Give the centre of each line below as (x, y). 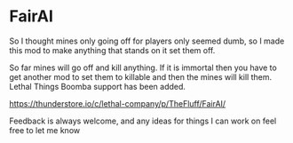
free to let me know (45, 130)
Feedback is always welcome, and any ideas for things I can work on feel (143, 121)
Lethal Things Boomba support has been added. (98, 86)
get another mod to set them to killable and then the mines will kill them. (141, 76)
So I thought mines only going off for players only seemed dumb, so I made (147, 41)
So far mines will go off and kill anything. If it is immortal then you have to (143, 68)
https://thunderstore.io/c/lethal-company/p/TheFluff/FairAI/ (118, 103)
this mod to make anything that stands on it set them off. (112, 50)
